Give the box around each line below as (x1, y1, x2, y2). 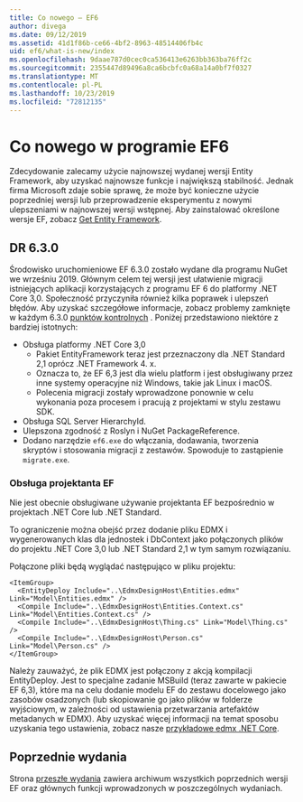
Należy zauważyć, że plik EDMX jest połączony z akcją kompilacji (9, 666, 252, 676)
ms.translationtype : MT (9, 72, 99, 81)
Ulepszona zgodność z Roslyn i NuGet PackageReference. (22, 425, 241, 436)
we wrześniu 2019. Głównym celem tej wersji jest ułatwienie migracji (9, 274, 263, 284)
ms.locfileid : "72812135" (9, 97, 106, 107)
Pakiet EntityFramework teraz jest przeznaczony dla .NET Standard (35, 349, 286, 359)
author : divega (9, 22, 67, 31)
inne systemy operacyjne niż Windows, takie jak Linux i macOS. (35, 378, 272, 388)
